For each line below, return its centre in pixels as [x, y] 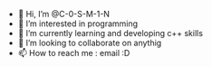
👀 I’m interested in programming [78, 24]
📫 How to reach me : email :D [74, 53]
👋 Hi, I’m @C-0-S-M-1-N [64, 14]
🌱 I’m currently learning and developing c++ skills [111, 33]
